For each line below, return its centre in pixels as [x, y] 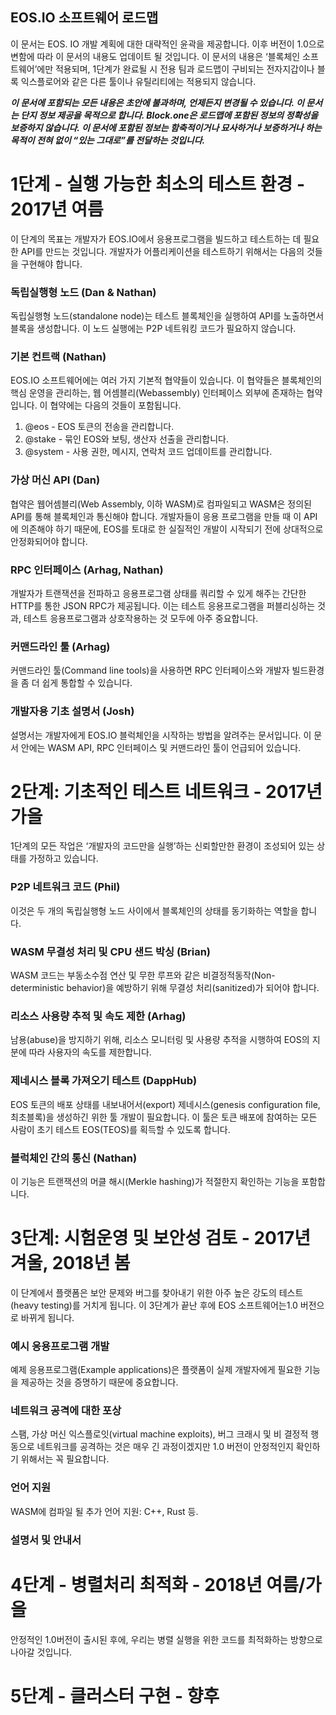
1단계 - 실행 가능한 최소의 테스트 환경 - [158, 184]
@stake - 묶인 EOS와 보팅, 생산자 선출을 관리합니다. [126, 439]
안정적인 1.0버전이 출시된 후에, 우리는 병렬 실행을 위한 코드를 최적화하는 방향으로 [166, 1639]
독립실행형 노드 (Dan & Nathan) [83, 292]
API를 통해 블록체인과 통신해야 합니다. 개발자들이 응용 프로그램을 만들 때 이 [156, 516]
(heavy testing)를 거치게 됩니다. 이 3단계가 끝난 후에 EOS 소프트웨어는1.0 [154, 1305]
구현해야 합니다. [51, 264]
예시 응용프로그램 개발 [60, 1346]
